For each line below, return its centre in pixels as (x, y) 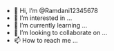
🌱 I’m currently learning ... (50, 25)
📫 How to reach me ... (46, 40)
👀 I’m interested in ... (43, 18)
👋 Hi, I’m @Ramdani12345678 (56, 11)
